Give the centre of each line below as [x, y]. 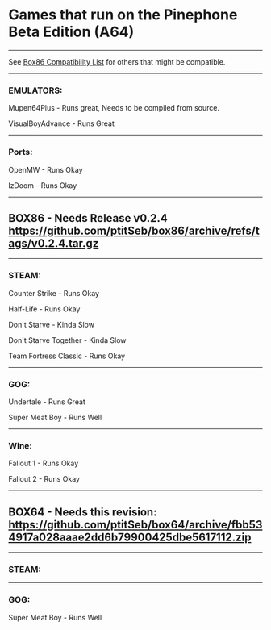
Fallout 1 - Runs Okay [44, 463]
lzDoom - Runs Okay [43, 185]
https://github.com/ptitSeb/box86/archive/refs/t [134, 230]
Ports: [21, 152]
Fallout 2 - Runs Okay [44, 479]
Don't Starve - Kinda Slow [52, 324]
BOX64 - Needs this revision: [83, 512]
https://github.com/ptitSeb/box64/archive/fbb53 [135, 525]
